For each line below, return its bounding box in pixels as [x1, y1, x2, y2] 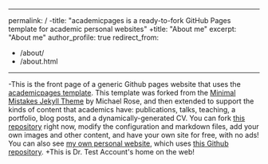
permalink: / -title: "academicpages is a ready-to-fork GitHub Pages [8, 16, 231, 25]
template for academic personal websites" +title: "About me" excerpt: [8, 25, 237, 33]
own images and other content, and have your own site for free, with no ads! [8, 131, 259, 139]
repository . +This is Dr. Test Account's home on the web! [8, 147, 195, 156]
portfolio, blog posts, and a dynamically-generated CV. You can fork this [8, 113, 246, 123]
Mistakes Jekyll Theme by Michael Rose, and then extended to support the [8, 96, 254, 106]
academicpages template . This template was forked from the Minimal [8, 88, 236, 97]
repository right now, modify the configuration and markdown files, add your [8, 122, 259, 131]
